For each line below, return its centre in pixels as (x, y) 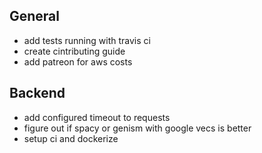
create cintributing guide (74, 51)
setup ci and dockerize (71, 138)
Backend (37, 93)
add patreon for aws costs (78, 61)
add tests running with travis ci (87, 40)
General (35, 16)
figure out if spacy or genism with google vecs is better (137, 128)
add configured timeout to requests (97, 117)
